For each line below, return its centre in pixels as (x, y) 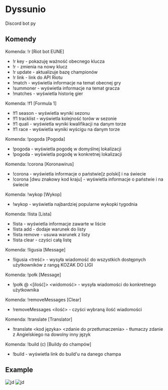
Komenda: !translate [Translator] (39, 319)
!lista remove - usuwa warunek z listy (51, 234)
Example (19, 370)
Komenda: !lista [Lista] (29, 214)
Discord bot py (21, 23)
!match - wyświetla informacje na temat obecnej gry (67, 82)
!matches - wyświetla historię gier (48, 93)
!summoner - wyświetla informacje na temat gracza (66, 88)
